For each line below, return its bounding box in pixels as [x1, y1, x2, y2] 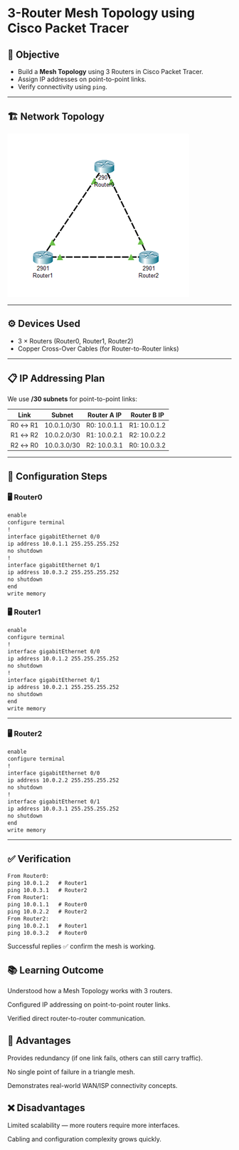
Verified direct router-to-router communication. [7, 1014, 146, 1023]
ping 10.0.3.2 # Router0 [7, 930, 87, 937]
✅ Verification [7, 853, 71, 865]
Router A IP [87, 410, 122, 419]
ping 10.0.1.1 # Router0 [7, 901, 87, 908]
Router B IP [130, 410, 165, 419]
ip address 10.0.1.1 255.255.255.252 [7, 540, 119, 547]
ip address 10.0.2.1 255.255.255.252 [7, 684, 119, 691]
